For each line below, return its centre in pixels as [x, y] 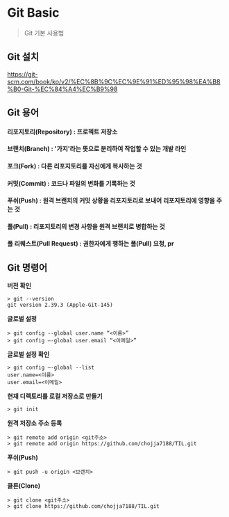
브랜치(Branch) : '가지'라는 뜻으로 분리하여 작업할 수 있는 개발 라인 [97, 149]
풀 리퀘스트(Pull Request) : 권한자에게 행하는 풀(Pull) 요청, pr [91, 244]
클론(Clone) [24, 486]
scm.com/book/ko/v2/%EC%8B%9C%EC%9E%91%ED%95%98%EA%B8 [114, 81]
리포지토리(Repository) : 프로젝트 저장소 [62, 132]
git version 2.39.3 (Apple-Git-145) [60, 305]
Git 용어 [23, 113]
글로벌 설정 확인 [28, 355]
